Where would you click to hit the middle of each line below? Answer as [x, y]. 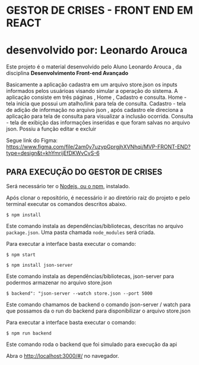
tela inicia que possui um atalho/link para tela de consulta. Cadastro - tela [96, 104]
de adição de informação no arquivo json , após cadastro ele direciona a [94, 110]
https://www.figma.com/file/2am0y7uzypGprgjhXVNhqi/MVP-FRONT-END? [99, 147]
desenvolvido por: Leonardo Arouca [97, 50]
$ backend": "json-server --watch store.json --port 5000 [79, 293]
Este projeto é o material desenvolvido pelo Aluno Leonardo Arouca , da [94, 67]
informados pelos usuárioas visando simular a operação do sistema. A [92, 91]
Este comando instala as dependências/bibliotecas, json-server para [90, 276]
